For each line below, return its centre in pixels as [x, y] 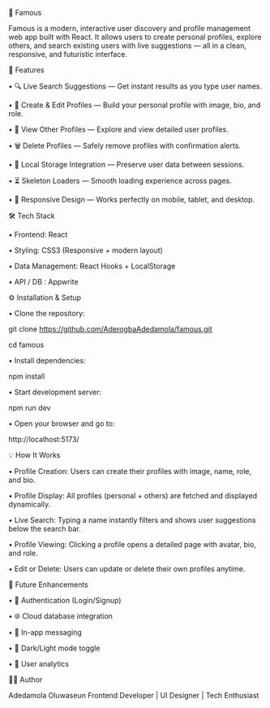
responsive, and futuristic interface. [68, 54]
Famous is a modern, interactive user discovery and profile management [130, 28]
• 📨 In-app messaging [45, 632]
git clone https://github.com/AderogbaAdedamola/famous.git [110, 329]
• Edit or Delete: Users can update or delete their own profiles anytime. [127, 569]
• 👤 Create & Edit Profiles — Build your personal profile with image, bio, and [135, 105]
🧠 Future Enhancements [48, 584]
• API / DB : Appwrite [43, 282]
